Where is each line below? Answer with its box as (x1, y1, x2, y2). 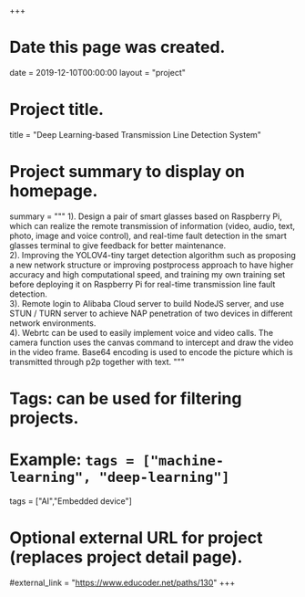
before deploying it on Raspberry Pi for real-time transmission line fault (9, 278, 276, 289)
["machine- (142, 453, 225, 470)
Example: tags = (9, 449, 135, 470)
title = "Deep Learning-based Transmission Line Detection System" (9, 129, 262, 140)
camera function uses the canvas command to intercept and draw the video (9, 337, 294, 348)
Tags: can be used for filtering (9, 389, 242, 409)
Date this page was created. (9, 37, 226, 58)
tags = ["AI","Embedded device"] (9, 495, 132, 507)
